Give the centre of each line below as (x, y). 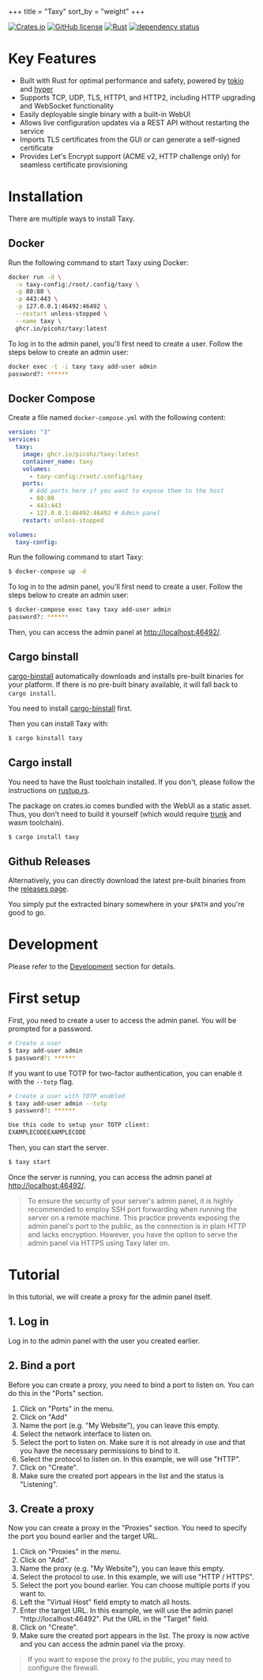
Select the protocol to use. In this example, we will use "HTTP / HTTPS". (137, 1577)
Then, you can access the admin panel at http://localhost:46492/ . (115, 632)
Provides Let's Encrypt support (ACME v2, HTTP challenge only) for (130, 156)
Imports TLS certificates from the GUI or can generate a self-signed (130, 139)
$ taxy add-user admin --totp (58, 1103)
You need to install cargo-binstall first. (70, 708)
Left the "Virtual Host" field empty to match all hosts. (105, 1602)
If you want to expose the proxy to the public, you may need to (129, 1659)
